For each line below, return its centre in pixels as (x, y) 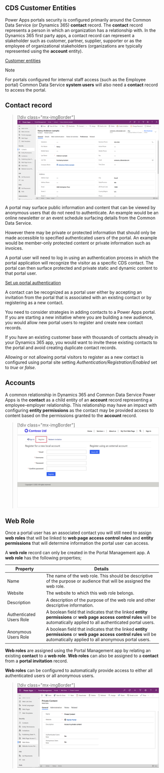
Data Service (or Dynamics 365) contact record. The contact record (74, 25)
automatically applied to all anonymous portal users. (98, 640)
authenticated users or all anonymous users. (50, 676)
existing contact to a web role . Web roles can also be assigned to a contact (82, 656)
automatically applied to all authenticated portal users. (100, 622)
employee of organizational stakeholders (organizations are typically (74, 46)
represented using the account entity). (44, 51)
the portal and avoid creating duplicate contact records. (61, 348)
